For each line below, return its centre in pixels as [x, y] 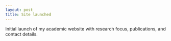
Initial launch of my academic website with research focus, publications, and [86, 28]
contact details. [22, 34]
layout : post [19, 10]
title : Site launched [28, 14]
